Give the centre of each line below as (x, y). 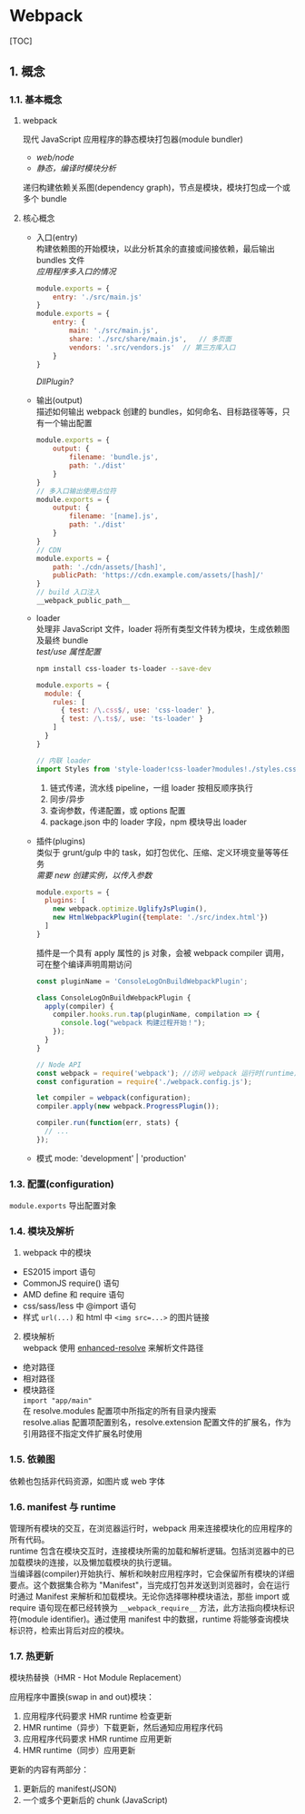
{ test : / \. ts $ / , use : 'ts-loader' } (132, 719)
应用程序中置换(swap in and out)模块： (82, 1697)
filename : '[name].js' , (113, 517)
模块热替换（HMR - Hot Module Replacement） (98, 1678)
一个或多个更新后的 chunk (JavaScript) (95, 1800)
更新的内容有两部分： (49, 1770)
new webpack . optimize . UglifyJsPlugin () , (130, 909)
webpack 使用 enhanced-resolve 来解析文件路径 (113, 1348)
